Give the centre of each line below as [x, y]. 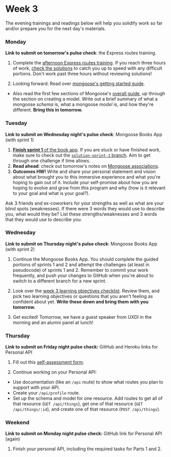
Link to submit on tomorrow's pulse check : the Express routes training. [81, 53]
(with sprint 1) [20, 140]
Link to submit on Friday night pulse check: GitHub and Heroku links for [82, 347]
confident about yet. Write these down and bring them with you [81, 301]
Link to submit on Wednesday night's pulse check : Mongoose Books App [84, 134]
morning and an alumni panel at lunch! [53, 322]
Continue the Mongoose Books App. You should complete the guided [86, 259]
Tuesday [16, 123]
